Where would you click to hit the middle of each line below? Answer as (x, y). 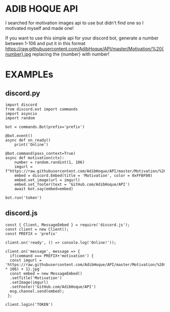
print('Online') (32, 145)
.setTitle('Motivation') (36, 278)
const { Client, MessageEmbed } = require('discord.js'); (68, 225)
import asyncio (21, 114)
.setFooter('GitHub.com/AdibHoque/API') (53, 287)
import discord (21, 105)
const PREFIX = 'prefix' (31, 234)
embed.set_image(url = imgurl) (47, 180)
